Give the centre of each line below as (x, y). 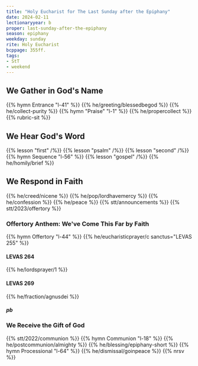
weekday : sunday (26, 39)
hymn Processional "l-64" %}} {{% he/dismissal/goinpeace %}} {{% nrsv (95, 351)
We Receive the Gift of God (46, 325)
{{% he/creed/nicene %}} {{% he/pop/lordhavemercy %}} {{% (82, 195)
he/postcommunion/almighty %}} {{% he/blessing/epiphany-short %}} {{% (98, 345)
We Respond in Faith (45, 182)
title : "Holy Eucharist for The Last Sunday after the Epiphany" (88, 12)
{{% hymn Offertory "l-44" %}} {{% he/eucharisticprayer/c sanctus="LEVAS (99, 237)
